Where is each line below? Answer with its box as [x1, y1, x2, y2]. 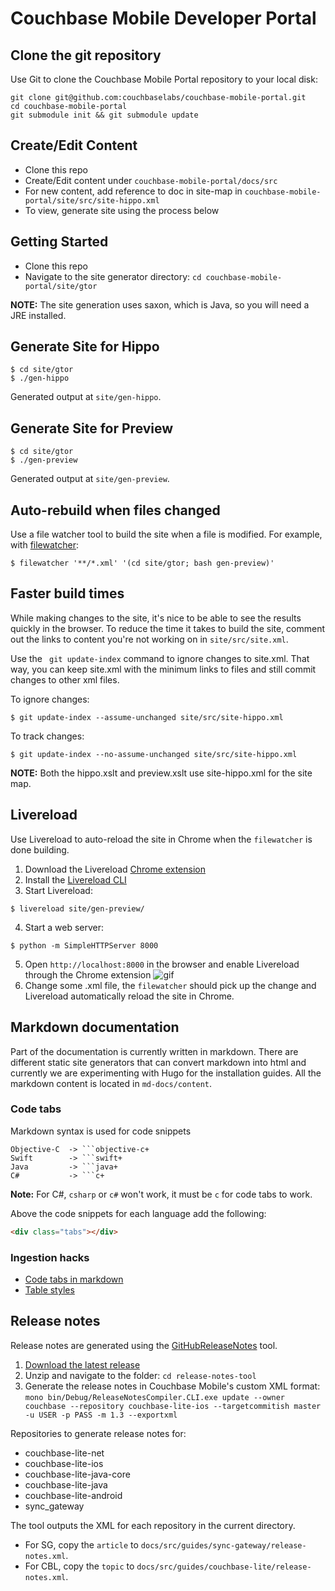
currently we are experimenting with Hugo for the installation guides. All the [10, 1067, 322, 1079]
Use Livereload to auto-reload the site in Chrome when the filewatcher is [10, 833, 313, 845]
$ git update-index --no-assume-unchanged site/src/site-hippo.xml [10, 749, 298, 759]
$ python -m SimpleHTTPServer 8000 [10, 940, 159, 951]
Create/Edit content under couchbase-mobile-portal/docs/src [24, 174, 278, 186]
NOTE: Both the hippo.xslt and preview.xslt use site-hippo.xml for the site [10, 767, 313, 779]
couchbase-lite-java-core [24, 1468, 131, 1480]
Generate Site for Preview [10, 420, 174, 437]
